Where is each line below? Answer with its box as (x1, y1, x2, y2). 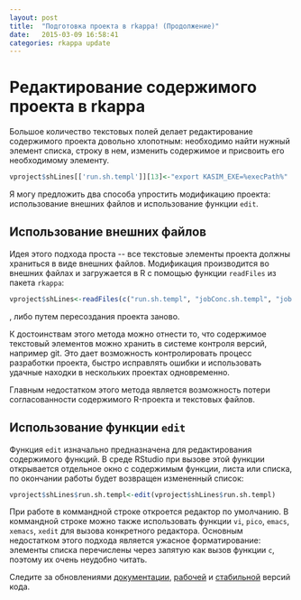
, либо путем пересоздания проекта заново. (9, 310, 180, 321)
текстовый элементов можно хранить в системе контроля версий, (9, 337, 268, 348)
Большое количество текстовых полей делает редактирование (9, 126, 254, 137)
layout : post (9, 13, 59, 23)
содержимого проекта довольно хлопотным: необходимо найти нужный (9, 136, 290, 147)
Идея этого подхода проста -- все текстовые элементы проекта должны (9, 248, 291, 259)
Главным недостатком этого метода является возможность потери (9, 384, 270, 395)
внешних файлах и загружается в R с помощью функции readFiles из (9, 267, 277, 278)
